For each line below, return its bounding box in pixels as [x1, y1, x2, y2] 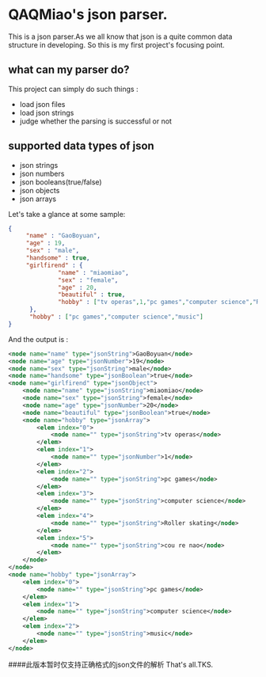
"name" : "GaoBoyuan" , [25, 232, 101, 240]
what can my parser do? [8, 63, 130, 77]
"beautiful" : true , [58, 291, 126, 299]
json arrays [19, 194, 57, 203]
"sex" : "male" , [25, 247, 80, 255]
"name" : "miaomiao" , [58, 268, 129, 276]
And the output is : [8, 334, 69, 344]
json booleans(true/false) [19, 177, 102, 187]
